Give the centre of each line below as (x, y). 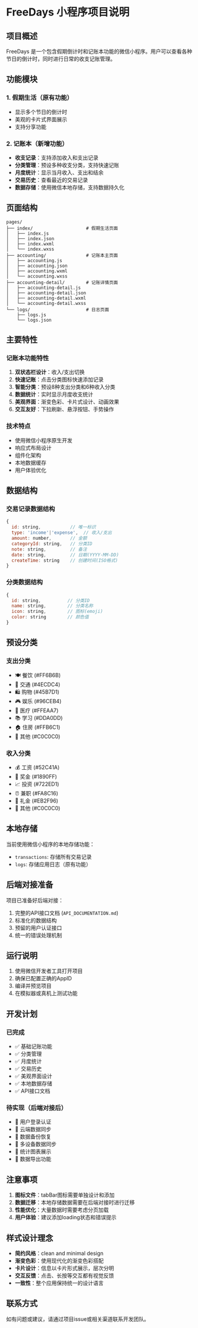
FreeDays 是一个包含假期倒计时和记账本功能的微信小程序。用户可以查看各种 (99, 51)
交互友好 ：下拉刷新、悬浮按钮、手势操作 (64, 409)
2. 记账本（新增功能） (37, 143)
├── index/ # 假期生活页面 (62, 228)
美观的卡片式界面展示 (41, 119)
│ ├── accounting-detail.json (46, 293)
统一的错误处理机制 (38, 935)
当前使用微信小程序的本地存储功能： (51, 844)
